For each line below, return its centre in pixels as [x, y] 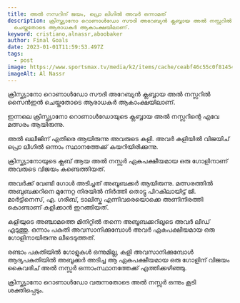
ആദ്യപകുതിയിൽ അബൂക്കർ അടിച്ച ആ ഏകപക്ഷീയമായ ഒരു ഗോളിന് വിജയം [119, 260]
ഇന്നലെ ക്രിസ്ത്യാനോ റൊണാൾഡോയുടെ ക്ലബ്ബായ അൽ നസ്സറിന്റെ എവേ [114, 116]
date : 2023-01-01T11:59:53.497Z [55, 47]
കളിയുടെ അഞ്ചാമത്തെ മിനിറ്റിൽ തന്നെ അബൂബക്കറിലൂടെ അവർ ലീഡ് [109, 221]
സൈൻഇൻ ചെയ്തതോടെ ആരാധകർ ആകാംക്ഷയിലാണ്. [91, 102]
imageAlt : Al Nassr [36, 73]
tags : [15, 54]
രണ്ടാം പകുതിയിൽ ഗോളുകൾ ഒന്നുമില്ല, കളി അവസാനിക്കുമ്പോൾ [101, 252]
